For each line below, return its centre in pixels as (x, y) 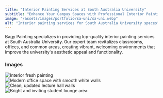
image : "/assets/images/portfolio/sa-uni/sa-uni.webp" (62, 18)
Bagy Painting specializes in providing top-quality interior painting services (80, 37)
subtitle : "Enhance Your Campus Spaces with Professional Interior (75, 14)
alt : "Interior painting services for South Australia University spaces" (82, 23)
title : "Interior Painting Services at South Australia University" (76, 9)
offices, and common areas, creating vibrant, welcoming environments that (80, 47)
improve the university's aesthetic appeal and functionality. (64, 52)
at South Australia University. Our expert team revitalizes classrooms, (74, 42)
